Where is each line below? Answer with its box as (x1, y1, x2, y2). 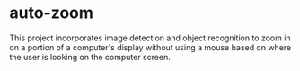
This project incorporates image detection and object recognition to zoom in (9, 32, 291, 43)
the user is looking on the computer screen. (9, 51, 171, 62)
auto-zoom (9, 3, 94, 23)
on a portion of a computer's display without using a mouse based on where (9, 41, 292, 52)
